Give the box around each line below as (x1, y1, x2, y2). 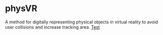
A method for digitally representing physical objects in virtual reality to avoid (5, 19, 159, 25)
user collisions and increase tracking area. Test (5, 24, 100, 30)
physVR (5, 3, 38, 14)
